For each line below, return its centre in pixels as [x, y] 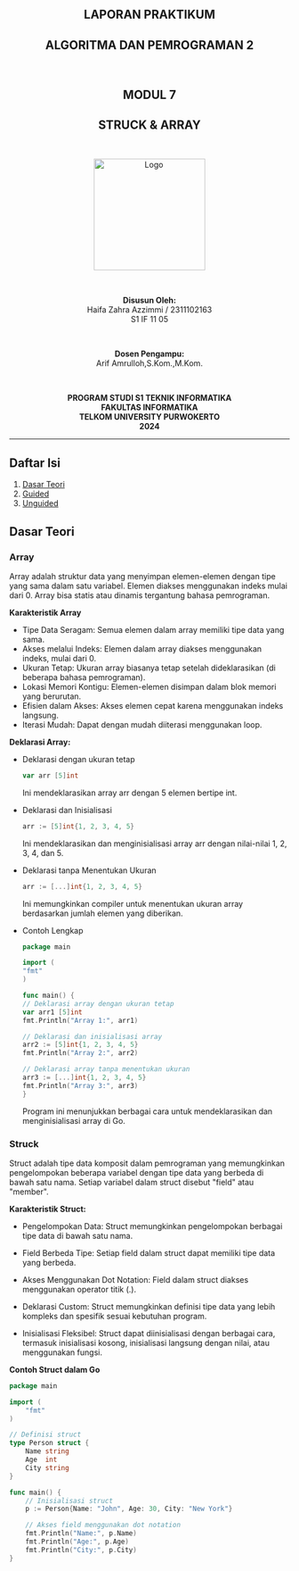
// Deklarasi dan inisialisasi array [92, 1036]
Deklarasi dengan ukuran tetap [78, 759]
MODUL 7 [149, 94]
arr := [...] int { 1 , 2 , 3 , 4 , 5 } [82, 886]
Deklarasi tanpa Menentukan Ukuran [89, 870]
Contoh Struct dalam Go [55, 1369]
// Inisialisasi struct [69, 1500]
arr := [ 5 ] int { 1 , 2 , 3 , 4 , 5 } [78, 826]
